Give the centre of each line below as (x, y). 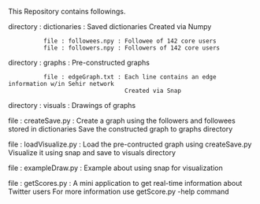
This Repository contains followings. (67, 11)
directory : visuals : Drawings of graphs (72, 105)
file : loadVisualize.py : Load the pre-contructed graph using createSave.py (130, 144)
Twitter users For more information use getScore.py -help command (119, 191)
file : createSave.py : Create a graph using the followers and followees (122, 121)
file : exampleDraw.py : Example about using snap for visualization (115, 168)
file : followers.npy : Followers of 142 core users (132, 48)
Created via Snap (153, 91)
